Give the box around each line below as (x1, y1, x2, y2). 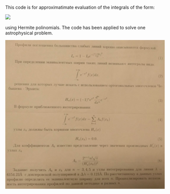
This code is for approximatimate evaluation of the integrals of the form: (5, 5, 155, 10)
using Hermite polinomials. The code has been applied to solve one (5, 25, 146, 30)
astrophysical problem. (5, 30, 53, 36)
